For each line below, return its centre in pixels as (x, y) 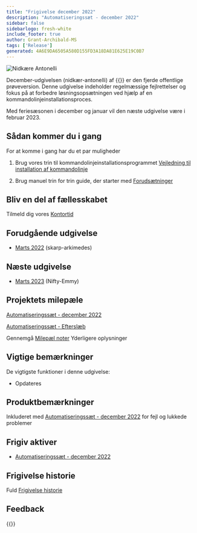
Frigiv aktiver (32, 442)
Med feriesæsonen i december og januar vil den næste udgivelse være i (96, 111)
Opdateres (28, 383)
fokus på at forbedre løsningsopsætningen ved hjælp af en (79, 93)
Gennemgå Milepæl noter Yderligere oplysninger (67, 338)
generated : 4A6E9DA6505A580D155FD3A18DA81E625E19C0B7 (76, 51)
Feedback (25, 509)
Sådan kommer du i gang (54, 136)
